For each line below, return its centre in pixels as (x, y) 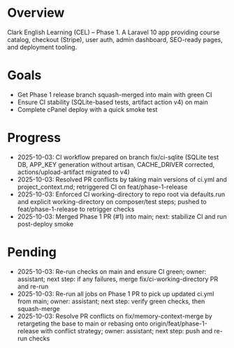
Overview (36, 13)
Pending (32, 252)
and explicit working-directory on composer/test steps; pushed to (112, 201)
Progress (34, 138)
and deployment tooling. (42, 47)
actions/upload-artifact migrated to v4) (74, 172)
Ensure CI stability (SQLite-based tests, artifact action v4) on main (112, 102)
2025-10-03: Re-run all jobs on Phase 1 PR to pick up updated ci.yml (116, 293)
